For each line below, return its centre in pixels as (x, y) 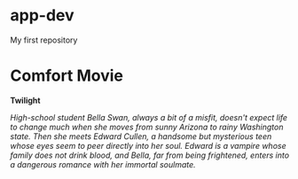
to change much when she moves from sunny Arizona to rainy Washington (147, 127)
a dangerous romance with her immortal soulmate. (103, 164)
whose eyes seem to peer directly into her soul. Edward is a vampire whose (148, 145)
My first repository (44, 40)
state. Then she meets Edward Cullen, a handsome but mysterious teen (141, 136)
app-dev (42, 16)
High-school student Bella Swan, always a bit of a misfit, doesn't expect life (149, 117)
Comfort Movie (67, 76)
